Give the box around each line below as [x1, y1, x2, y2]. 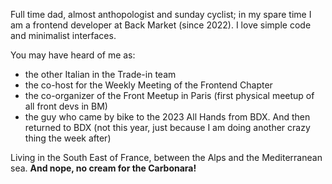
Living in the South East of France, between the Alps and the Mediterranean [10, 152, 323, 163]
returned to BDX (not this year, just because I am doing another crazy [24, 122, 311, 133]
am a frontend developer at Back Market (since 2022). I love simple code [10, 19, 312, 31]
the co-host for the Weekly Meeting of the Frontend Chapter [24, 79, 273, 91]
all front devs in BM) [24, 100, 108, 112]
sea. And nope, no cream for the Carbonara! [10, 162, 197, 174]
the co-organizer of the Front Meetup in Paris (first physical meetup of [24, 90, 315, 101]
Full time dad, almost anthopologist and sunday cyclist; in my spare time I [10, 9, 312, 20]
